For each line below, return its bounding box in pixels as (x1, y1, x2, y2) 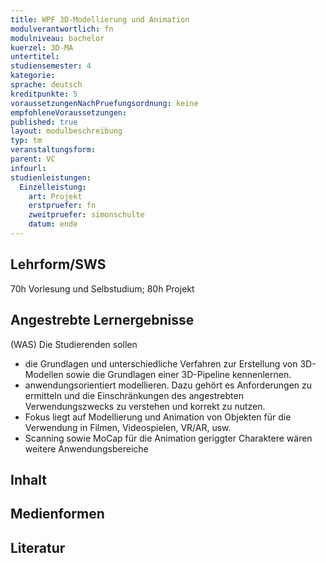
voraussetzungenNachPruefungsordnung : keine (10, 98, 199, 108)
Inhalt (10, 471, 47, 488)
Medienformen (10, 506, 105, 523)
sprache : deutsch (10, 80, 83, 90)
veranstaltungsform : (10, 145, 97, 155)
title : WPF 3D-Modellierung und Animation (10, 14, 190, 25)
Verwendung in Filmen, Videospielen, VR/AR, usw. (24, 421, 232, 433)
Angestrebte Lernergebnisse (10, 312, 195, 329)
